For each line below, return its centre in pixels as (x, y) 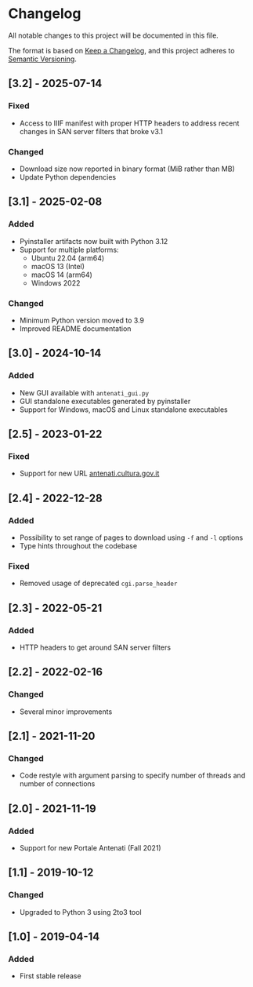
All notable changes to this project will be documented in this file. (114, 35)
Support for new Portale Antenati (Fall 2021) (90, 848)
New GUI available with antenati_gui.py (84, 392)
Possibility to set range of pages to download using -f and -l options (131, 537)
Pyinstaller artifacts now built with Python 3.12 (94, 241)
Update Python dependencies (67, 177)
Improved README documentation (75, 328)
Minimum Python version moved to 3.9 (82, 320)
